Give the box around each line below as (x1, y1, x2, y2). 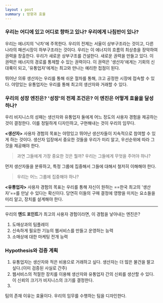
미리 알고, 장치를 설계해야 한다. (5, 196, 64, 202)
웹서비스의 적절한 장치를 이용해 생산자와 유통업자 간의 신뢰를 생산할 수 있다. (12, 271, 155, 277)
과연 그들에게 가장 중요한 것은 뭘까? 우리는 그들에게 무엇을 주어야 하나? (16, 153, 151, 159)
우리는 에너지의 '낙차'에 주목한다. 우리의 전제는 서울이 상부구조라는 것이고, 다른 (5, 40, 154, 46)
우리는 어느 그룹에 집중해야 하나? (16, 174, 79, 180)
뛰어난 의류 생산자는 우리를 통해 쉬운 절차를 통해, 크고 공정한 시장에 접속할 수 (5, 75, 150, 81)
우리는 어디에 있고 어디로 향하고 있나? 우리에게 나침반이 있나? (5, 29, 139, 36)
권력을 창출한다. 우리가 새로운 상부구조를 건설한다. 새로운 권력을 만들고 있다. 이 (5, 53, 154, 58)
